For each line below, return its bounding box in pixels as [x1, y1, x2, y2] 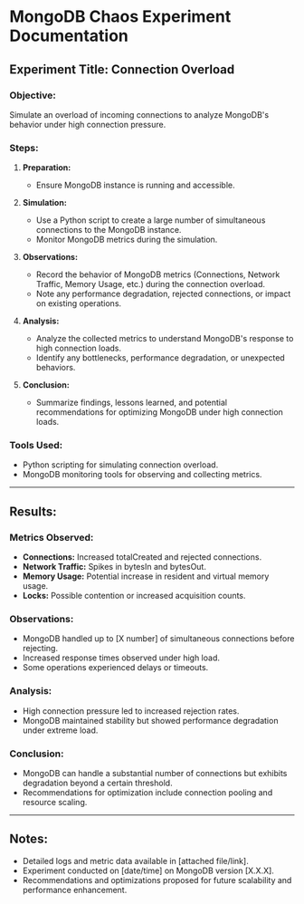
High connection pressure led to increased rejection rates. [22, 705, 240, 716]
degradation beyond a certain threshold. [22, 777, 174, 789]
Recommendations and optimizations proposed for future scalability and [22, 874, 292, 885]
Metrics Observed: [9, 531, 94, 543]
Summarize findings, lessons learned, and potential [35, 397, 228, 409]
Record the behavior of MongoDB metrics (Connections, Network [35, 269, 280, 280]
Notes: [9, 832, 48, 847]
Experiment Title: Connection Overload [9, 62, 235, 77]
